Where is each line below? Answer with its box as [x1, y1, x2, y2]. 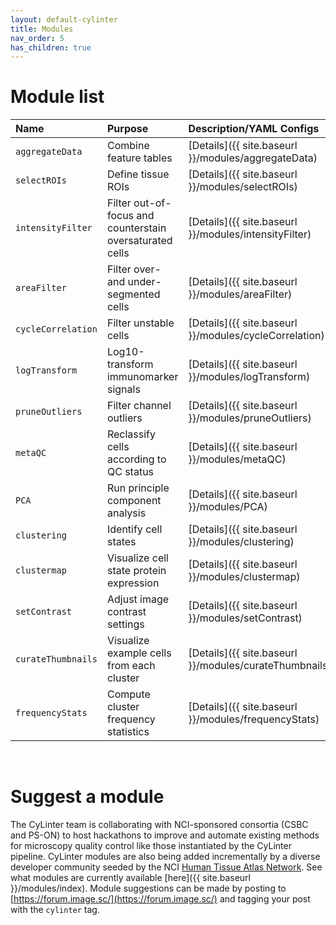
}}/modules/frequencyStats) [188, 712, 320, 726]
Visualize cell [106, 551, 169, 565]
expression [106, 576, 160, 590]
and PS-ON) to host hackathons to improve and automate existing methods [10, 829, 320, 841]
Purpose [106, 122, 149, 136]
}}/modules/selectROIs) [188, 180, 298, 194]
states [106, 535, 137, 549]
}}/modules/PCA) [188, 500, 268, 514]
